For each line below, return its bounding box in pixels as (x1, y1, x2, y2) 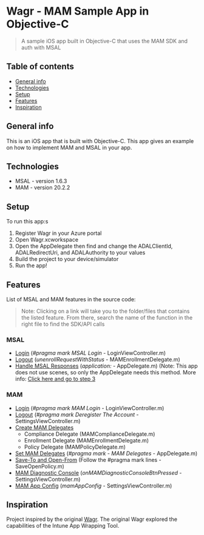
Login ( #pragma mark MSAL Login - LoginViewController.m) (15, 349, 166, 357)
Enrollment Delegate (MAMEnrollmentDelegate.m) (24, 436, 149, 444)
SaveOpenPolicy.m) (15, 463, 65, 470)
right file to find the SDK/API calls (21, 321, 105, 327)
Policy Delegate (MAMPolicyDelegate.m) (24, 443, 126, 450)
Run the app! (15, 262, 47, 269)
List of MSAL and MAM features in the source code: (6, 296, 136, 302)
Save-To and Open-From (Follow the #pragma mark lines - (15, 456, 162, 463)
